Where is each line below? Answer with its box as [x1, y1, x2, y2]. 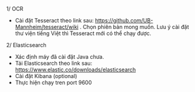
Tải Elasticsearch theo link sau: [15, 60, 93, 67]
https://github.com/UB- [94, 17, 153, 24]
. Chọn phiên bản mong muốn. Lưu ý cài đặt [79, 24, 190, 30]
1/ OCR [6, 5, 24, 12]
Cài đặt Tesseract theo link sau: [15, 17, 94, 24]
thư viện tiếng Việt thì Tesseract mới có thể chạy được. [15, 30, 151, 37]
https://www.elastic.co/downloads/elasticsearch [15, 66, 136, 73]
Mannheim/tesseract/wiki [15, 24, 79, 30]
